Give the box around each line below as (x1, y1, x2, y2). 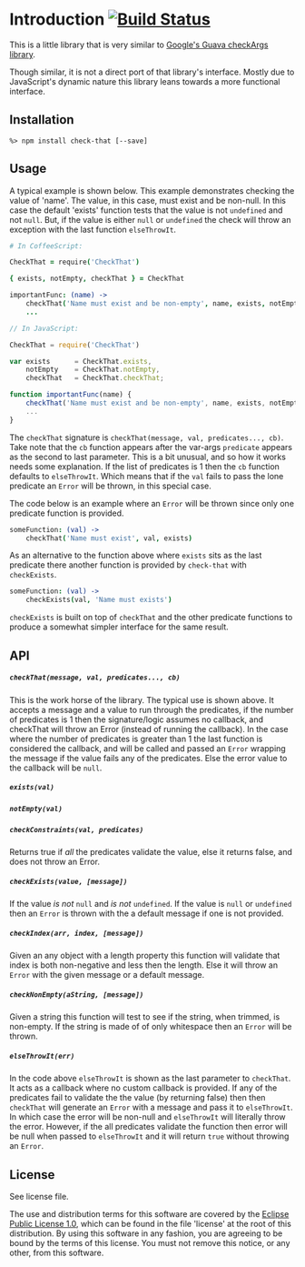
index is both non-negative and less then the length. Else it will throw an (9, 960, 279, 970)
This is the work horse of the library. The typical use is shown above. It (9, 694, 274, 705)
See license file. (9, 1191, 70, 1202)
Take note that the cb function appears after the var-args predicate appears (9, 441, 293, 452)
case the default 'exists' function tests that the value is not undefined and (9, 205, 283, 216)
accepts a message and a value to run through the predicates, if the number (9, 704, 294, 715)
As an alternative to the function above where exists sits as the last (9, 550, 262, 561)
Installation (9, 112, 74, 127)
